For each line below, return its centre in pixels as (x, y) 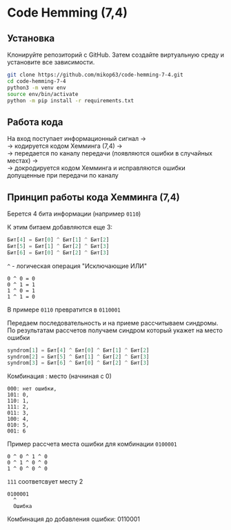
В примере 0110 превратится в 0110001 (64, 310)
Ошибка (23, 507)
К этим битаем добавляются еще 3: (60, 227)
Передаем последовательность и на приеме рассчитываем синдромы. (113, 323)
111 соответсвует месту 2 (45, 482)
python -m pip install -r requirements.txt (71, 101)
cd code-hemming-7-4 (37, 81)
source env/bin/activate (43, 94)
